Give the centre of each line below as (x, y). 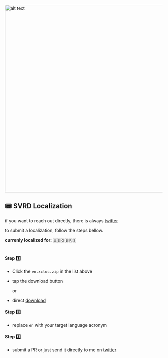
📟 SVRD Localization (39, 206)
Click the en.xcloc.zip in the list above (52, 271)
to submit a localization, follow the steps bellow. (54, 230)
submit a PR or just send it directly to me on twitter (64, 350)
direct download (29, 300)
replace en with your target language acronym (60, 325)
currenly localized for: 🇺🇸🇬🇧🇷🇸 (41, 240)
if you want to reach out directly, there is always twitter (62, 221)
